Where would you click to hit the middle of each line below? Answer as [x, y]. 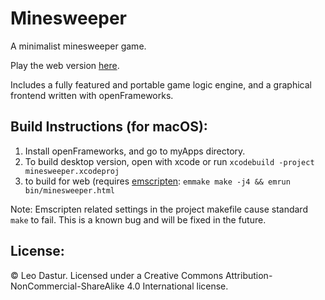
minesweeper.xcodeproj [72, 171]
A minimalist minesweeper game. [78, 46]
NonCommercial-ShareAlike [67, 286]
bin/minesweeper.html [69, 190]
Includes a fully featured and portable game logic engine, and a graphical [161, 84]
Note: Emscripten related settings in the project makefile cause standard [159, 209]
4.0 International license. [177, 286]
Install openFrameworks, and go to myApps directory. [135, 151]
